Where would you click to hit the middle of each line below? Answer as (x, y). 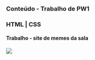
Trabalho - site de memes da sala (47, 38)
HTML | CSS (23, 24)
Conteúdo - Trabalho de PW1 (48, 9)
